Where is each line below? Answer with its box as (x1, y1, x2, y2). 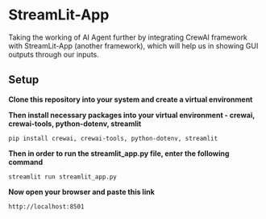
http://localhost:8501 (8, 202, 85, 211)
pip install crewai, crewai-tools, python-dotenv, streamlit (8, 134, 218, 142)
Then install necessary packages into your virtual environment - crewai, (8, 110, 256, 120)
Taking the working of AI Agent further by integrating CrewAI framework (8, 32, 248, 42)
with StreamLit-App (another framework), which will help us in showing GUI (8, 40, 259, 50)
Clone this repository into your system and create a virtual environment (8, 95, 253, 104)
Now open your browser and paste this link (8, 187, 156, 196)
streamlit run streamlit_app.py (8, 172, 117, 181)
